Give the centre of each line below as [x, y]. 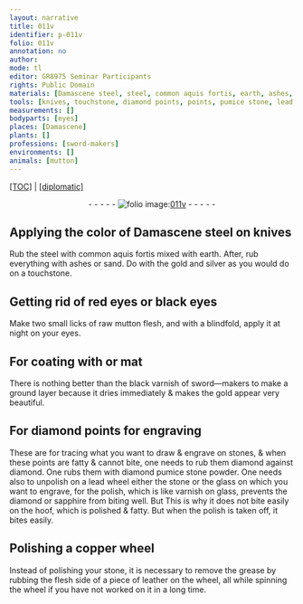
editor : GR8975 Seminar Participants [80, 77]
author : [24, 60]
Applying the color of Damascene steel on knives [151, 232]
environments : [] [42, 152]
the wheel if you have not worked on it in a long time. [108, 590]
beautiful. [27, 402]
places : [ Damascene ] [48, 127]
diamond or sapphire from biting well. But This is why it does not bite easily [149, 500]
